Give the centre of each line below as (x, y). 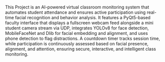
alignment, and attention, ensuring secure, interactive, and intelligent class (81, 49)
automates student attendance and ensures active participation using (76, 12)
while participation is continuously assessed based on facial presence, (77, 44)
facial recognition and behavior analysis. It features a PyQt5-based (83, 17)
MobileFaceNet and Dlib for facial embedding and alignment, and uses (77, 33)
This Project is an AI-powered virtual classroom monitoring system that (77, 7)
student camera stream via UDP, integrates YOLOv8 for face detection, (77, 28)
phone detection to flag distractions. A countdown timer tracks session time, (82, 38)
